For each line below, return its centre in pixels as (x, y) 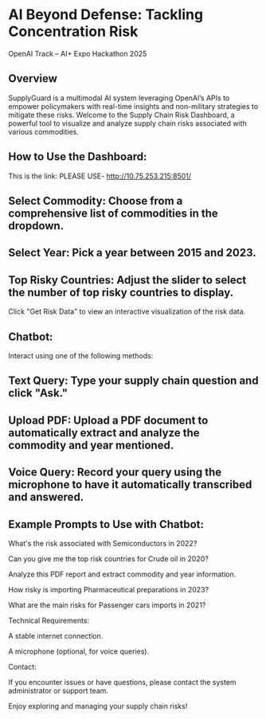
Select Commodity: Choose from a (96, 201)
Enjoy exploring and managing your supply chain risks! (98, 705)
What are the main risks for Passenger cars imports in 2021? (107, 605)
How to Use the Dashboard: (78, 157)
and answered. (46, 497)
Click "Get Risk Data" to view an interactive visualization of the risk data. (127, 311)
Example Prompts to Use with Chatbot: (106, 524)
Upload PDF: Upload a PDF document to (108, 420)
